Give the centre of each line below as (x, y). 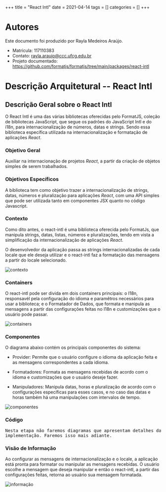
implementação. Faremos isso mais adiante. (59, 435)
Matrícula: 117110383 (33, 50)
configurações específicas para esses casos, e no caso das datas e (81, 392)
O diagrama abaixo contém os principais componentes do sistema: (73, 348)
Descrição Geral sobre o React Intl (59, 104)
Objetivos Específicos (32, 179)
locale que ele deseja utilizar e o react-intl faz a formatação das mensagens (82, 255)
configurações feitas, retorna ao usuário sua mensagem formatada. (74, 475)
